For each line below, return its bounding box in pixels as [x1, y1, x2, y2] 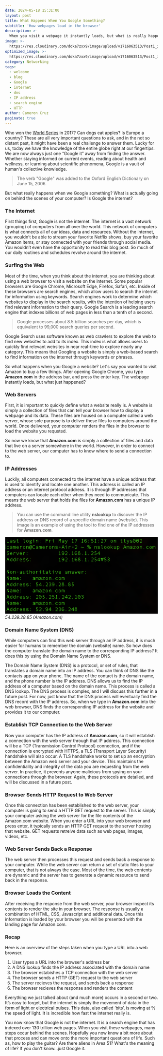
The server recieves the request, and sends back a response [12, 980, 134, 986]
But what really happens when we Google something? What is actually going [5, 190, 158, 196]
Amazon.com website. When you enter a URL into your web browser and [5, 818, 150, 824]
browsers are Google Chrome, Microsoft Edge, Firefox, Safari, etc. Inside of [5, 283, 156, 289]
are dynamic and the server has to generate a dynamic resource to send [5, 872, 149, 878]
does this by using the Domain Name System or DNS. [5, 653, 112, 659]
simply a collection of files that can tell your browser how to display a [5, 407, 143, 413]
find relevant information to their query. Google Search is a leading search [5, 304, 153, 310]
